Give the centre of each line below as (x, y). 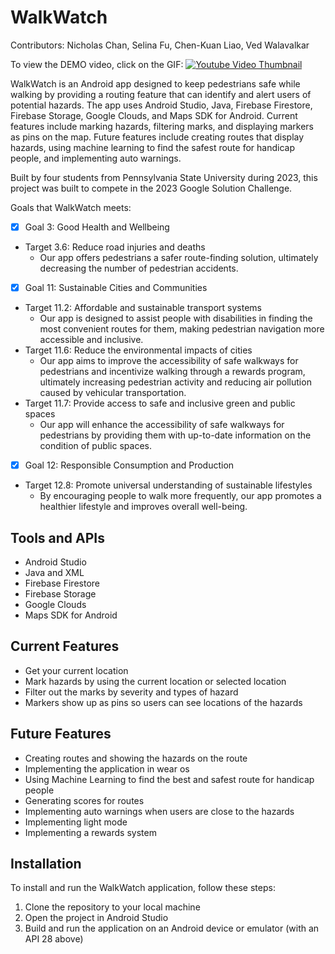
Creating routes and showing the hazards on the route (136, 758)
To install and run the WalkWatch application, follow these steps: (143, 888)
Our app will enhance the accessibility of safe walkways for (162, 425)
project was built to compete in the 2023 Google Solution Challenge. (151, 188)
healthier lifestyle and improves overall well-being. (143, 507)
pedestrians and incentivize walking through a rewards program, (172, 372)
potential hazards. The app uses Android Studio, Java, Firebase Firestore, (161, 105)
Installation (46, 863)
